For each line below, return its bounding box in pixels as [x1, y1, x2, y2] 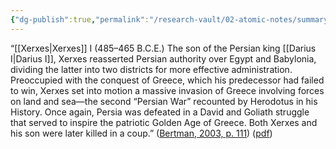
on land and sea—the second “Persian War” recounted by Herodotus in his [10, 95, 318, 107]
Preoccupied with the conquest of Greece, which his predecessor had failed [10, 74, 325, 86]
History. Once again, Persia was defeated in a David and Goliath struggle [10, 106, 310, 118]
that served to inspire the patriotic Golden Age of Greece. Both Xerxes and [10, 116, 318, 128]
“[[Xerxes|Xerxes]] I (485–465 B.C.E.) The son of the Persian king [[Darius [10, 42, 317, 54]
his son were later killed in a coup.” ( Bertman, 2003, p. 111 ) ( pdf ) [10, 127, 273, 139]
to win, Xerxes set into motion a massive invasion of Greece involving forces [10, 84, 325, 96]
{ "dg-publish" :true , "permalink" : [10, 14, 150, 25]
